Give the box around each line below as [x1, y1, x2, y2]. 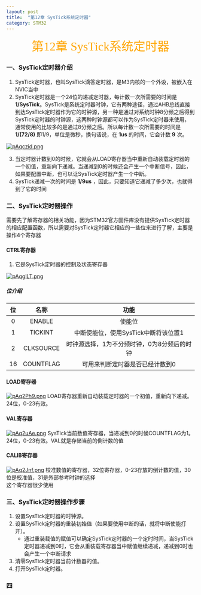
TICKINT [29, 328, 54, 337]
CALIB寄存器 [6, 452, 38, 459]
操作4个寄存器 [6, 231, 42, 238]
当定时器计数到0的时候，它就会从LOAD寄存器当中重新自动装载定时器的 [14, 155, 190, 162]
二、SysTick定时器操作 [6, 202, 73, 210]
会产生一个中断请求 [23, 550, 72, 557]
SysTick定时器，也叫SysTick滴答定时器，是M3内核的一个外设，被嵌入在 [14, 78, 193, 85]
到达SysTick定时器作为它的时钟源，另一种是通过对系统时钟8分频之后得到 [14, 108, 195, 115]
